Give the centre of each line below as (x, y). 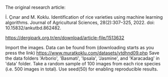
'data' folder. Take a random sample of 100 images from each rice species (83, 64)
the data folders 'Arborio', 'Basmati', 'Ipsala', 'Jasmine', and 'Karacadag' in (82, 58)
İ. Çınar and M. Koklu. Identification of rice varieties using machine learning (84, 17)
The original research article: (35, 7)
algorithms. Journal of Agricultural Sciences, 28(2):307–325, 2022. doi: (80, 23)
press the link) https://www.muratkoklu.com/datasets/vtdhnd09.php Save (82, 53)
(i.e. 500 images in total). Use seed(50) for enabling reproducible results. (82, 69)
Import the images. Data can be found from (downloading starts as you (80, 47)
